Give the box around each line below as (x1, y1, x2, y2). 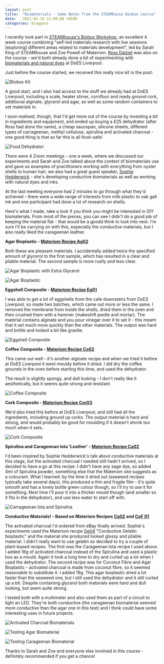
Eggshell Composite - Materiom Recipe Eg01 (5, 287, 97, 293)
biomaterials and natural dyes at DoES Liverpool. (5, 60, 103, 66)
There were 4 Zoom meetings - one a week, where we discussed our (5, 153, 144, 159)
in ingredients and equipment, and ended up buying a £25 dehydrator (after (5, 119, 157, 124)
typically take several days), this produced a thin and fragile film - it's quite (5, 479, 156, 485)
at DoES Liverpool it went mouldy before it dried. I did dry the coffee (5, 361, 143, 367)
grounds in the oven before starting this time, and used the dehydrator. (5, 366, 147, 372)
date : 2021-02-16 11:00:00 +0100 (5, 16, 78, 21)
